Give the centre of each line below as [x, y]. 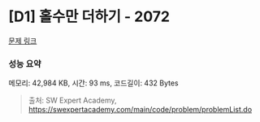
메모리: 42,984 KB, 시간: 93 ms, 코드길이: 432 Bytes [93, 83]
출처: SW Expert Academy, [72, 100]
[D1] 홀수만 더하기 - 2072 [89, 17]
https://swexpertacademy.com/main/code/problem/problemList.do [140, 110]
